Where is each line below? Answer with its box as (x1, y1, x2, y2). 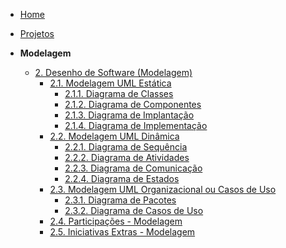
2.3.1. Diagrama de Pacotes (64, 194, 177, 206)
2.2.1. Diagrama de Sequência (64, 141, 188, 153)
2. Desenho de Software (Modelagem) (34, 67, 193, 78)
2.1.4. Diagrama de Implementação (64, 120, 208, 131)
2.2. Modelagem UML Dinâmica (49, 130, 180, 142)
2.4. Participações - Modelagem (49, 215, 183, 227)
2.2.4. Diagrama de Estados (64, 173, 180, 184)
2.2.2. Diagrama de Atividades (64, 152, 190, 163)
